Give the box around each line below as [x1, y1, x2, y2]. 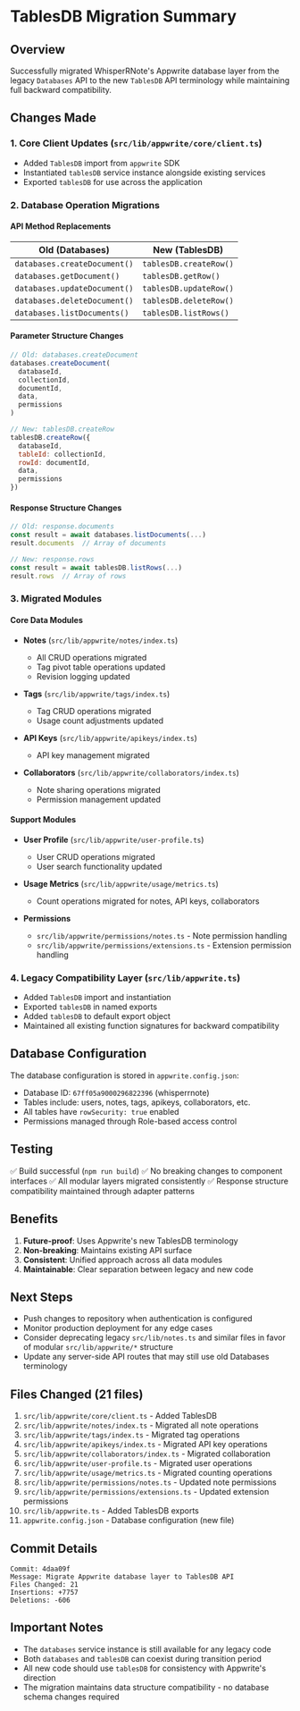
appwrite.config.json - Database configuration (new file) [22, 1515, 235, 1526]
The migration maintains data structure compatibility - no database [22, 1681, 270, 1692]
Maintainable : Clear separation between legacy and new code [22, 1263, 254, 1275]
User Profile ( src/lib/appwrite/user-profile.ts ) [22, 834, 204, 845]
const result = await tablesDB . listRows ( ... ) [10, 563, 182, 572]
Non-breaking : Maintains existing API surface [22, 1244, 193, 1255]
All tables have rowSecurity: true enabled [22, 1106, 179, 1117]
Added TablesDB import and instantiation [22, 992, 172, 1003]
